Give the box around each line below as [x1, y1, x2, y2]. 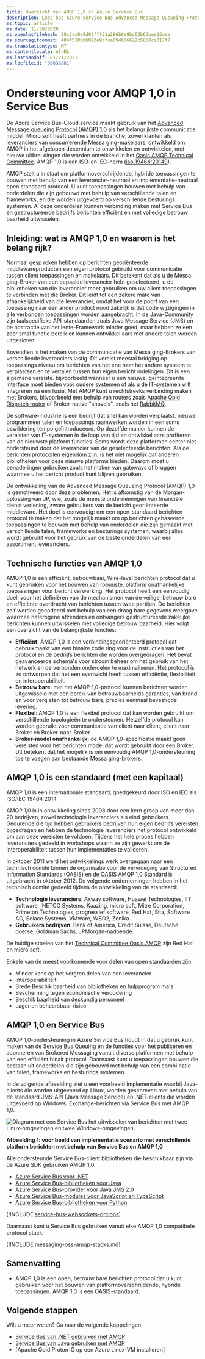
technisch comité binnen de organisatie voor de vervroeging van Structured [6, 864, 197, 871]
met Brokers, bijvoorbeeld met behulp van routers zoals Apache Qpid [6, 394, 181, 401]
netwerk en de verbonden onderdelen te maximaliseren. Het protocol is [15, 664, 195, 672]
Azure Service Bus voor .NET [15, 1172, 88, 1180]
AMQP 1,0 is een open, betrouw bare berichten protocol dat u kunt [15, 1274, 182, 1282]
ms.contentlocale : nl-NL [6, 49, 70, 55]
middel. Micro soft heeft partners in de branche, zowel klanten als [6, 132, 171, 140]
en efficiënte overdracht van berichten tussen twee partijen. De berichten [6, 600, 191, 608]
